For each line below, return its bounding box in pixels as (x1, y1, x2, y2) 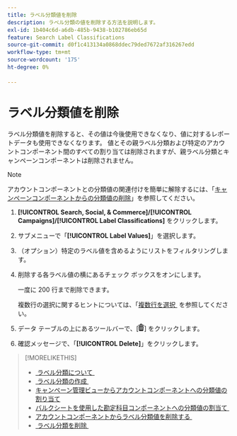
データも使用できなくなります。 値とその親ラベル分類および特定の (13, 138, 207, 147)
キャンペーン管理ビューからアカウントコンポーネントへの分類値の (35, 386, 228, 394)
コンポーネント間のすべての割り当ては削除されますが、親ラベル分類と (19, 147, 224, 156)
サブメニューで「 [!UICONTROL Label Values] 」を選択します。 (17, 231, 200, 240)
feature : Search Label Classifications (7, 34, 125, 41)
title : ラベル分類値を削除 (7, 11, 78, 18)
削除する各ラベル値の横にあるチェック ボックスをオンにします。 (17, 270, 205, 279)
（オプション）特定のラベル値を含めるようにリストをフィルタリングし (17, 246, 223, 255)
